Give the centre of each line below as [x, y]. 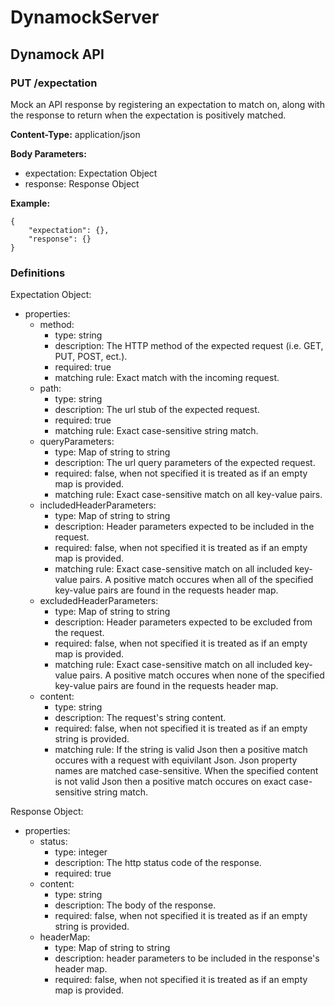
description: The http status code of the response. [158, 863]
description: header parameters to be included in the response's [187, 958]
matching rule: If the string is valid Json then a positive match [181, 750]
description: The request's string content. [140, 718]
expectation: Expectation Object [91, 173]
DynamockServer [85, 17]
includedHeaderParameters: [98, 505]
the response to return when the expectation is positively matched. [148, 115]
